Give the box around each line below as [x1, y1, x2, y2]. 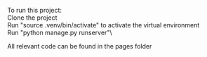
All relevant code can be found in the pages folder [7, 42, 152, 50]
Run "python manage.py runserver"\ [7, 28, 112, 37]
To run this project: [7, 6, 62, 14]
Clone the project [7, 13, 58, 22]
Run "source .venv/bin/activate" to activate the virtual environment [7, 21, 200, 29]
